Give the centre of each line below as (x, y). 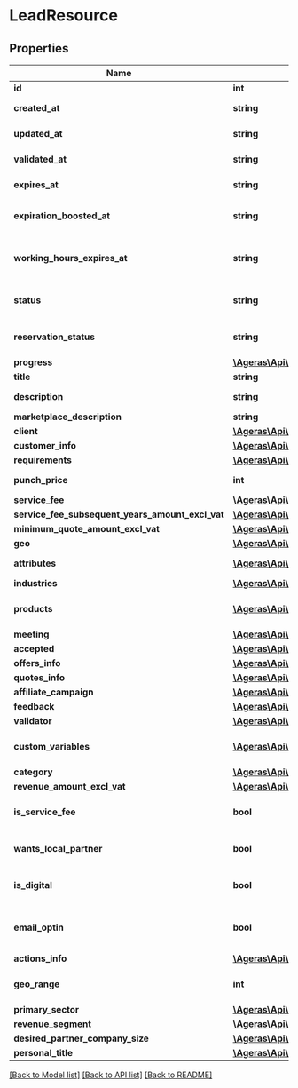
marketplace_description (68, 417)
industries (35, 583)
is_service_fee (45, 812)
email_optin (39, 927)
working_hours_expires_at (71, 258)
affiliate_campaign (54, 692)
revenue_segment (52, 1024)
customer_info (45, 445)
